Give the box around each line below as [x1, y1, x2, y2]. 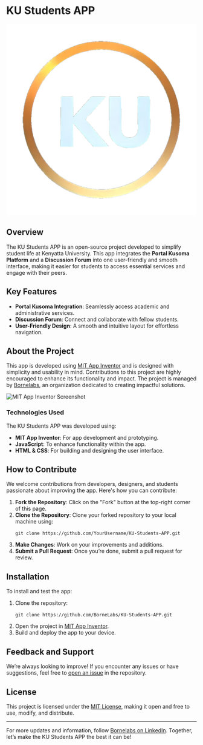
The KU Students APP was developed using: [6, 422, 117, 430]
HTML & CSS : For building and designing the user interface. [14, 447, 164, 454]
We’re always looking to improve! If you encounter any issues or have [6, 662, 179, 670]
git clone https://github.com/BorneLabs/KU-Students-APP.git [14, 612, 173, 618]
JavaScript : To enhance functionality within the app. [14, 440, 146, 448]
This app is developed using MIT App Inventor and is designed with [6, 362, 174, 369]
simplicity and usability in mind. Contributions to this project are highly [6, 368, 181, 376]
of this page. [14, 505, 47, 513]
